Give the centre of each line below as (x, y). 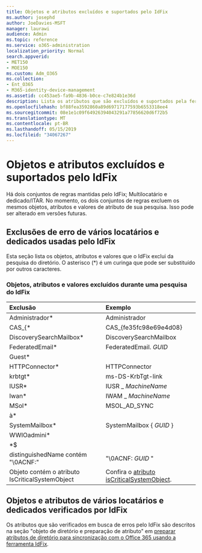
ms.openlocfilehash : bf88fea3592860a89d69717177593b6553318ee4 (87, 107)
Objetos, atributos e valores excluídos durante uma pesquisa (97, 285)
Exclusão (23, 307)
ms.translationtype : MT (36, 118)
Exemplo (118, 307)
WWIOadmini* (30, 435)
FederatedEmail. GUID (137, 347)
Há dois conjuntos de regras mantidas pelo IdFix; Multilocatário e (87, 194)
